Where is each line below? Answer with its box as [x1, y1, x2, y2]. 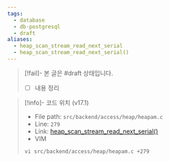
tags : [7, 10, 23, 17]
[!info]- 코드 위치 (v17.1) [24, 98, 89, 106]
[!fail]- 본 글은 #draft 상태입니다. [24, 69, 114, 77]
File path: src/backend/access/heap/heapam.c [34, 112, 164, 120]
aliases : [7, 36, 33, 43]
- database [13, 17, 45, 24]
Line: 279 [34, 120, 61, 128]
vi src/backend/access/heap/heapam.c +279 [24, 147, 150, 155]
